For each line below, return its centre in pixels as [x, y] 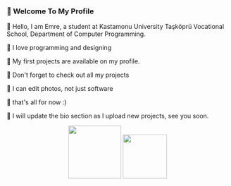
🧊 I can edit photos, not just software [60, 89]
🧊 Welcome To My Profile [50, 11]
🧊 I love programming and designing [59, 48]
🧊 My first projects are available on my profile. [73, 61]
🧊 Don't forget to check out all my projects [68, 75]
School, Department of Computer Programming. [76, 34]
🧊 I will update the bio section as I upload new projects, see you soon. [108, 116]
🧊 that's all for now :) [37, 102]
